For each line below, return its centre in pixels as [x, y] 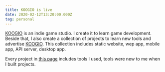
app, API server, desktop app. [36, 49]
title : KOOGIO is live [29, 10]
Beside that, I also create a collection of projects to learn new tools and [78, 38]
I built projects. [20, 64]
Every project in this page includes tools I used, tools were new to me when [83, 59]
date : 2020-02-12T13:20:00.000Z [39, 14]
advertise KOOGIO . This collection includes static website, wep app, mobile [82, 44]
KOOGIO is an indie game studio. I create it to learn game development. [79, 33]
